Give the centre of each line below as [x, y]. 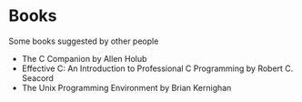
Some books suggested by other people [84, 41]
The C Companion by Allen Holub [84, 58]
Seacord [37, 77]
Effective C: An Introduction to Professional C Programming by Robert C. [157, 68]
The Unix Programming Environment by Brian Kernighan [126, 87]
